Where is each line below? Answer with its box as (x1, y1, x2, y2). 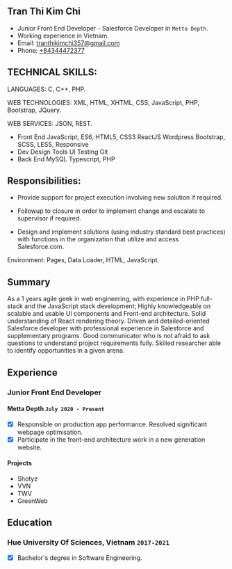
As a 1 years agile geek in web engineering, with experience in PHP (7, 295, 199, 303)
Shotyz (17, 474, 38, 483)
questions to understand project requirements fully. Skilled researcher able (7, 339, 222, 347)
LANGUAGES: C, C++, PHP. (7, 85, 86, 93)
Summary (7, 276, 51, 288)
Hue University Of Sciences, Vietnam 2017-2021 (7, 538, 170, 547)
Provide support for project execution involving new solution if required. (17, 193, 223, 202)
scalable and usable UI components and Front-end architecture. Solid (7, 310, 206, 318)
